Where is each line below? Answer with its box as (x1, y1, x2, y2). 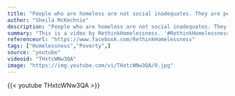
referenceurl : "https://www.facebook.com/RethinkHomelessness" (7, 36, 196, 43)
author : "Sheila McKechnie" (7, 17, 90, 24)
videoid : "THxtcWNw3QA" (7, 56, 77, 63)
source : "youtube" (7, 49, 61, 56)
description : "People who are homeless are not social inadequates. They (7, 23, 227, 30)
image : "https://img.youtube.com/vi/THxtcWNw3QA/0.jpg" (7, 62, 173, 69)
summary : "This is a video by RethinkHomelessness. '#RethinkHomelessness (7, 29, 230, 37)
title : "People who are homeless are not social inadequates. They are (7, 10, 220, 17)
